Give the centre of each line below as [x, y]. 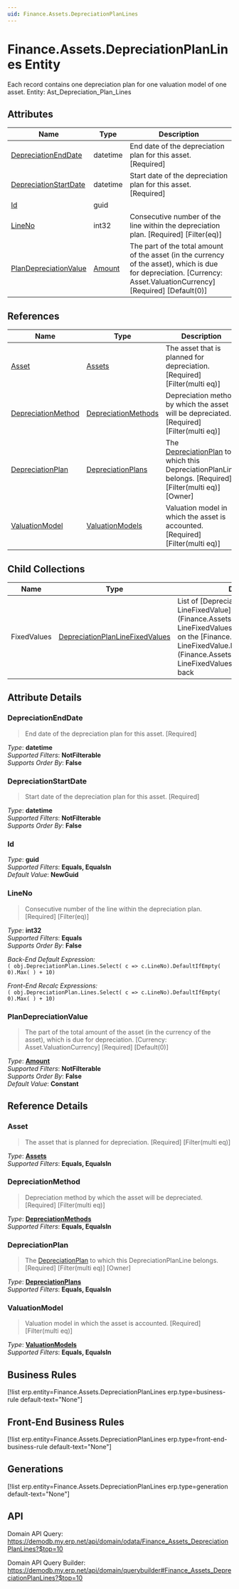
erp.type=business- [197, 1392]
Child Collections [46, 569]
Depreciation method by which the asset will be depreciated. [113, 1197]
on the [188, 637]
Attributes [30, 114]
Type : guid [23, 860]
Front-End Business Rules [66, 1422]
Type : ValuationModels [42, 1345]
